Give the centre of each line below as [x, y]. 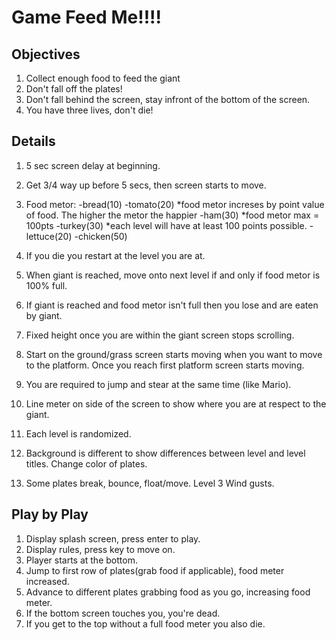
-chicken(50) [101, 236]
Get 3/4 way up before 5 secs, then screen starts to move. [146, 185]
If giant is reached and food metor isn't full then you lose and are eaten [172, 305]
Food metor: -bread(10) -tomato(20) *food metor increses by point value [175, 204]
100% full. [46, 285]
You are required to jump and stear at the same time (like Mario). [158, 384]
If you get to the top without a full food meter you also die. [145, 623]
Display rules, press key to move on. [100, 549]
